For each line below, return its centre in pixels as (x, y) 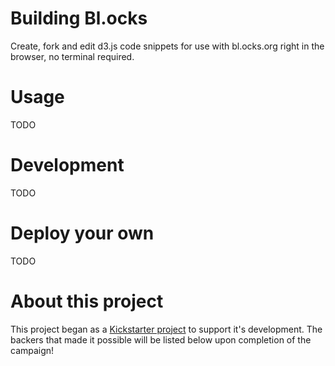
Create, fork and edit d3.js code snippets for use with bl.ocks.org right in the (167, 46)
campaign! (32, 350)
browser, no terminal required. (72, 56)
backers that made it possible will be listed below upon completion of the (161, 339)
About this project (87, 301)
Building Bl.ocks (79, 18)
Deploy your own (82, 233)
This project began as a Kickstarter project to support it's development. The (166, 329)
